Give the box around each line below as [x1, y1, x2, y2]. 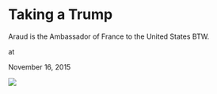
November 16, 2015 [8, 62, 71, 72]
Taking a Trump [8, 6, 113, 24]
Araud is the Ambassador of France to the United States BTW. [8, 32, 210, 41]
